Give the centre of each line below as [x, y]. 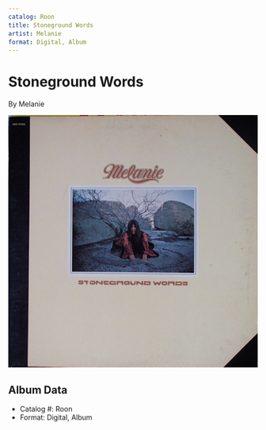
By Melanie [27, 104]
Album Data [38, 390]
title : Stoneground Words [51, 25]
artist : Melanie [35, 33]
